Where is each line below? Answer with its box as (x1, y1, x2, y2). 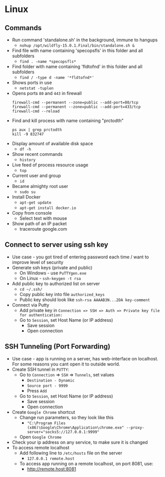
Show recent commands (12, 151, 63, 157)
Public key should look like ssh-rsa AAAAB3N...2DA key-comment (19, 297, 150, 303)
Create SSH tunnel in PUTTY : (12, 366, 69, 372)
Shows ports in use (12, 79, 52, 85)
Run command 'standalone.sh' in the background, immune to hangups (12, 37, 158, 43)
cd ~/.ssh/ (19, 287, 43, 292)
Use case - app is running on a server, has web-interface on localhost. (12, 355, 159, 361)
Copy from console (12, 210, 52, 216)
